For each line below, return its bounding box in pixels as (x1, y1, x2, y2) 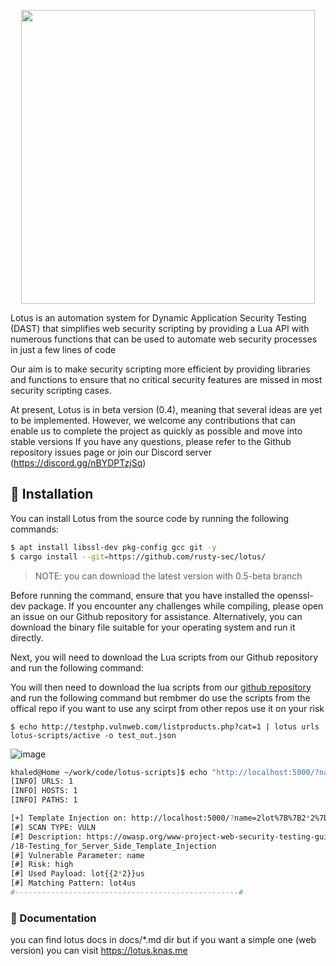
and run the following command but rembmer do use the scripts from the (10, 691, 311, 704)
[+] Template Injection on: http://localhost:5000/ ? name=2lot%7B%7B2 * (10, 813, 311, 824)
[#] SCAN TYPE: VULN (10, 822, 97, 832)
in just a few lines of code (10, 344, 117, 355)
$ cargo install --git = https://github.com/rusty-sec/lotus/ (10, 551, 267, 562)
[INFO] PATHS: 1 (10, 795, 78, 805)
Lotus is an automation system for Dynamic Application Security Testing (10, 312, 307, 324)
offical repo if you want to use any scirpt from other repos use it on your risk (10, 702, 325, 714)
